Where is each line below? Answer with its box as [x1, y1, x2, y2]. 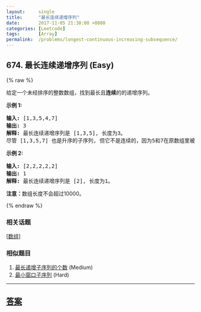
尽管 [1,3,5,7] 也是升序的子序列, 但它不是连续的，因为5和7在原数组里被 [6, 137, 196, 144]
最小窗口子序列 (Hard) [14, 271, 69, 278]
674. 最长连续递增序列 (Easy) [6, 60, 114, 71]
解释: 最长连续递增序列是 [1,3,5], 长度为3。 [6, 129, 126, 137]
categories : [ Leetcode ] [6, 25, 66, 32]
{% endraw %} [6, 202, 43, 209]
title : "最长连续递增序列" [6, 14, 80, 20]
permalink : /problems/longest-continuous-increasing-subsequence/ [6, 37, 178, 43]
